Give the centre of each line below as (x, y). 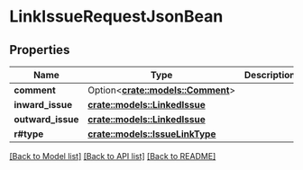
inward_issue (43, 105)
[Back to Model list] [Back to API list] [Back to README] (113, 156)
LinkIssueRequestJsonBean (116, 17)
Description (270, 75)
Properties (40, 50)
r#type (29, 134)
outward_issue (46, 119)
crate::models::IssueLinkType (151, 134)
